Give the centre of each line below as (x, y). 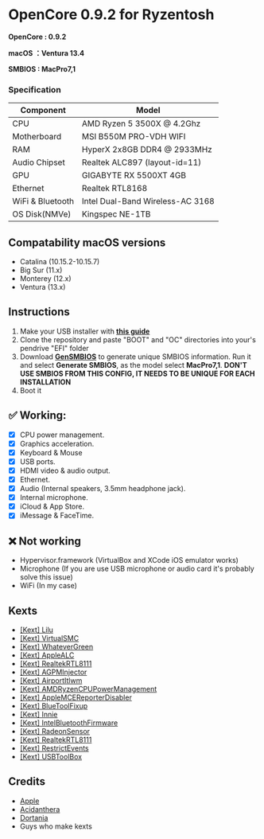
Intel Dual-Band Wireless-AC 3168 (148, 201)
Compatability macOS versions (87, 242)
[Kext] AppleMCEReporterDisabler (76, 697)
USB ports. (37, 461)
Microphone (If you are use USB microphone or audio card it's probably (137, 569)
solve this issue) (46, 577)
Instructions (39, 312)
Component (43, 111)
